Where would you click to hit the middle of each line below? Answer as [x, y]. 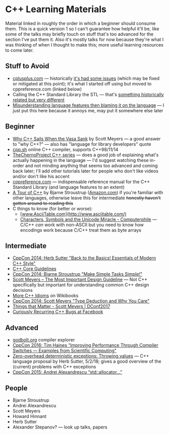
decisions [22, 290]
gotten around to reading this [43, 203]
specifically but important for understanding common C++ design [81, 285]
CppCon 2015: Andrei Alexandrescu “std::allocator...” [67, 372]
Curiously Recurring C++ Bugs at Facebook [58, 312]
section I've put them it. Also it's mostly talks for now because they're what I [84, 39]
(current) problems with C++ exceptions [54, 367]
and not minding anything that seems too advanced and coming [91, 165]
